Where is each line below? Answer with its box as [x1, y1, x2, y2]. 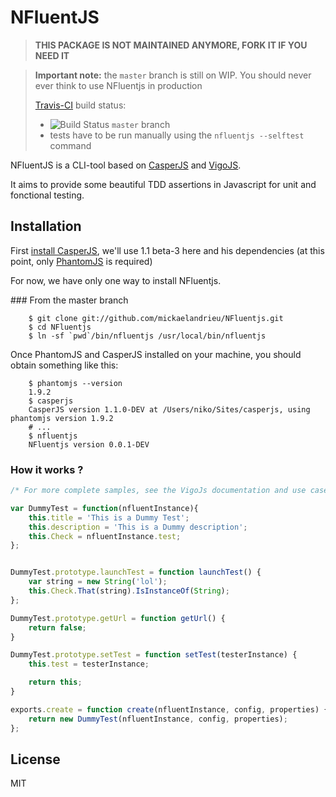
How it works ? [10, 462, 84, 476]
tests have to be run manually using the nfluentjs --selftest [49, 129, 305, 141]
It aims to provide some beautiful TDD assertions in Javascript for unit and [10, 178, 317, 190]
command [49, 139, 92, 151]
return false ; [28, 622, 87, 633]
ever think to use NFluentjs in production [34, 79, 203, 91]
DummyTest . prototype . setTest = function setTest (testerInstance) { [10, 650, 298, 660]
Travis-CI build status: [34, 99, 127, 111]
